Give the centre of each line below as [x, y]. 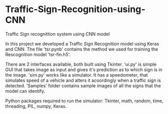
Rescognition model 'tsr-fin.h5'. [38, 54]
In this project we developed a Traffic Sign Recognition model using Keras [82, 43]
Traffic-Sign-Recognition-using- [75, 9]
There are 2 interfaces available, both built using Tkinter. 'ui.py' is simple [81, 64]
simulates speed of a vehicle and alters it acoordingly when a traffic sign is [83, 80]
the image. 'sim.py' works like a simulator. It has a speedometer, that [77, 75]
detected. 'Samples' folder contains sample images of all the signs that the [83, 85]
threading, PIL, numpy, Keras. [36, 106]
